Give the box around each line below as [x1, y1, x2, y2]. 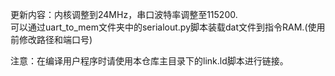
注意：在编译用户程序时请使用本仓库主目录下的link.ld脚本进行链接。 [10, 55, 289, 67]
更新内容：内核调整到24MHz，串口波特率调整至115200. [10, 9, 238, 20]
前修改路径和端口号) [10, 34, 93, 45]
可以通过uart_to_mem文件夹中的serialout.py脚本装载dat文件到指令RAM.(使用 [10, 21, 326, 33]
